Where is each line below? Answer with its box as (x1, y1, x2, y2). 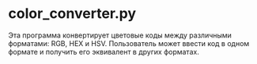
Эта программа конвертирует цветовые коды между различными (8, 30, 232, 40)
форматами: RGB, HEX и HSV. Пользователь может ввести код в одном (8, 38, 250, 48)
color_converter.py (8, 5, 137, 23)
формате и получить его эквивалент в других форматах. (8, 47, 199, 56)
